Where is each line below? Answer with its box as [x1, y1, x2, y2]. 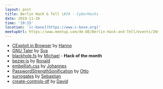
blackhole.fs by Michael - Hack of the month [12, 53, 102, 58]
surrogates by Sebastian [12, 73, 62, 79]
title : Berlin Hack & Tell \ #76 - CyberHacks [5, 12, 98, 16]
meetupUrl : [5, 29, 27, 34]
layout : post [5, 7, 32, 12]
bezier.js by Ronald [12, 58, 50, 64]
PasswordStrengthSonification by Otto [12, 68, 89, 74]
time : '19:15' [5, 20, 34, 25]
